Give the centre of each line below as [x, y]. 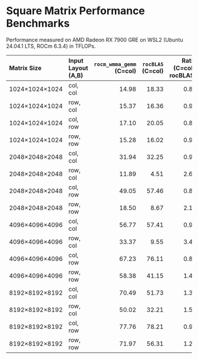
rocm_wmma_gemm [115, 64]
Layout [78, 68]
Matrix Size [25, 68]
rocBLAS [153, 64]
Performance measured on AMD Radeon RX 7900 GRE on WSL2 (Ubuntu [95, 40]
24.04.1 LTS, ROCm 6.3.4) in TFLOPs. [51, 46]
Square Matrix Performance [76, 11]
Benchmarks [38, 23]
